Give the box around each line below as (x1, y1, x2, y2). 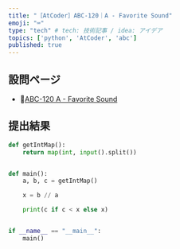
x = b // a (22, 192, 59, 200)
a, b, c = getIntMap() (22, 177, 98, 185)
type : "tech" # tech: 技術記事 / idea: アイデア (8, 26, 163, 34)
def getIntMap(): (8, 141, 66, 149)
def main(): (8, 169, 48, 177)
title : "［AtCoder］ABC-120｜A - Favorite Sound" (8, 11, 173, 20)
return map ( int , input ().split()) (22, 148, 137, 156)
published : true (8, 41, 62, 49)
